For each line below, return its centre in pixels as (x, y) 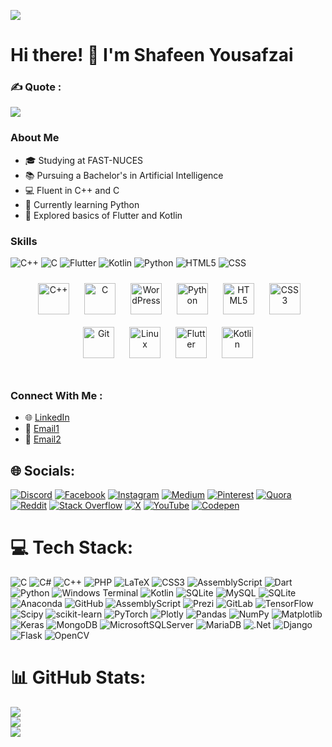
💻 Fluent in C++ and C (72, 190)
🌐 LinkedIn (47, 417)
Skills (24, 241)
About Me (35, 138)
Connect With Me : (56, 395)
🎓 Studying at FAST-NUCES (84, 160)
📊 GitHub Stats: (78, 677)
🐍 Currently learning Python (82, 204)
